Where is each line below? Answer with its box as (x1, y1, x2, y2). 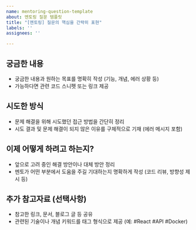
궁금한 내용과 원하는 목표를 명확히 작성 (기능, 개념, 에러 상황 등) (14, 75, 160, 82)
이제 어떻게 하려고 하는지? (6, 144, 94, 154)
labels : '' (6, 25, 33, 31)
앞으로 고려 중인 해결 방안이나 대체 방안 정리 (14, 160, 116, 167)
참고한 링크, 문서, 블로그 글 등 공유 (14, 211, 93, 218)
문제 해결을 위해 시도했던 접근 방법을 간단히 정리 (14, 118, 124, 125)
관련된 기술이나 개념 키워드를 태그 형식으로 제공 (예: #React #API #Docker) (14, 218, 188, 225)
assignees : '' (6, 30, 41, 36)
